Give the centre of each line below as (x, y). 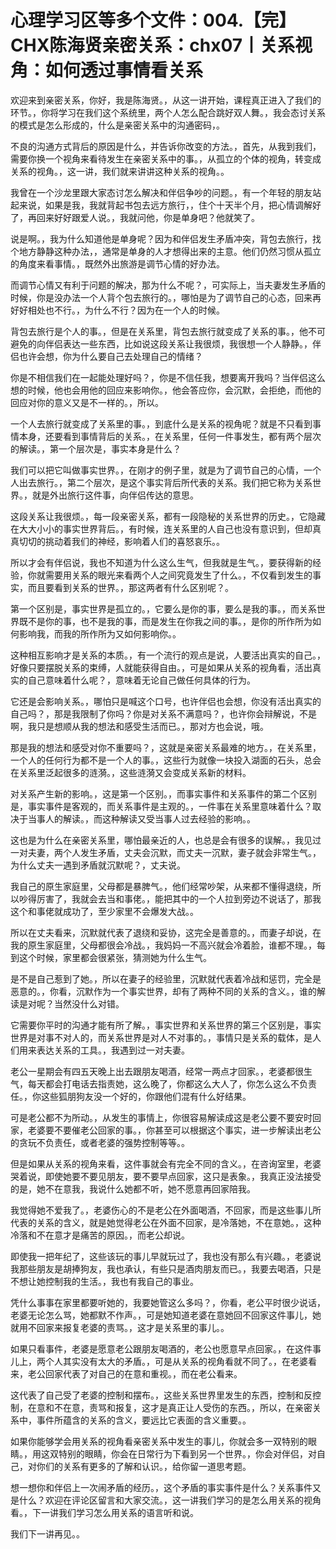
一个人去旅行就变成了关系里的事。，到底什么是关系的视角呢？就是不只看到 (161, 423)
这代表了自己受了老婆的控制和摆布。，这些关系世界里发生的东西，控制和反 (161, 1395)
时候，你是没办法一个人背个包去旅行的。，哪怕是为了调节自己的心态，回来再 (166, 297)
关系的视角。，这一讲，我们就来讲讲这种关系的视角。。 (120, 171)
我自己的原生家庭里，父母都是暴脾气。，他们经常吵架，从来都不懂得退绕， (161, 886)
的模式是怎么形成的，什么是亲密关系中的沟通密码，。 (117, 125)
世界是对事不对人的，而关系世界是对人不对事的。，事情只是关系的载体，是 (161, 1037)
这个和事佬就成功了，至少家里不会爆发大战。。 (104, 911)
